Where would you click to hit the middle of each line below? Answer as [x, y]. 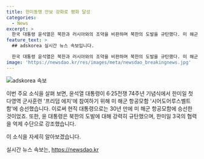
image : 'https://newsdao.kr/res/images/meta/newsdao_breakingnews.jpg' [99, 62]
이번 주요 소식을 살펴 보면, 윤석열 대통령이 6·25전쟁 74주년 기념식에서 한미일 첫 [100, 93]
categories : [21, 18]
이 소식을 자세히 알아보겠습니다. [44, 137]
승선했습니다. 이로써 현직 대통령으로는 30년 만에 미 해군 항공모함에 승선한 [106, 108]
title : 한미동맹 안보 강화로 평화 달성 [48, 12]
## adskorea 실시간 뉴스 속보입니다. [53, 46]
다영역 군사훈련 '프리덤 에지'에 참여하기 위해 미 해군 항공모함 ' [79, 101]
